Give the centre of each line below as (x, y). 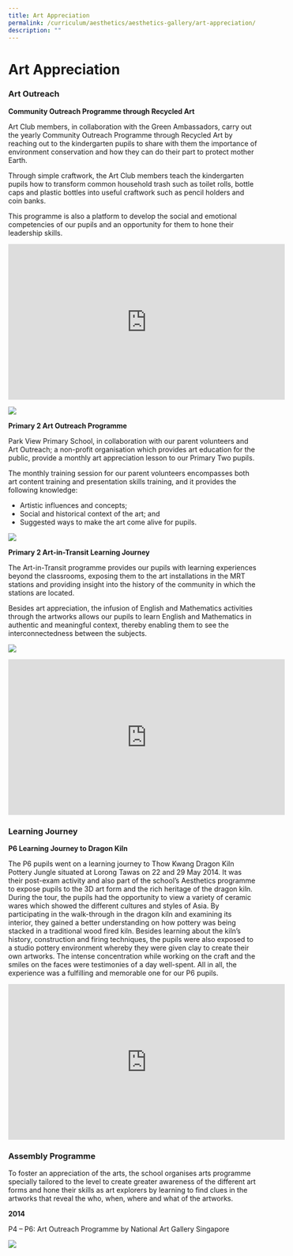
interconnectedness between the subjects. (78, 633)
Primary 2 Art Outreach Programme (68, 426)
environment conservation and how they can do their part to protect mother (131, 152)
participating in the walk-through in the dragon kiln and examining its (120, 914)
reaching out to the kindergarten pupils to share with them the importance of (133, 143)
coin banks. (27, 201)
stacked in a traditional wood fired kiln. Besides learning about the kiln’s (125, 931)
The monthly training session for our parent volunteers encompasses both (129, 473)
